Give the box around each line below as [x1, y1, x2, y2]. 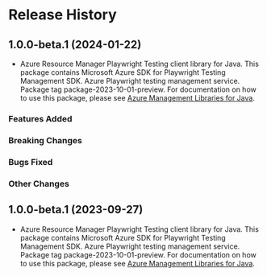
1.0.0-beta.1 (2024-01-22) [8, 38, 142, 51]
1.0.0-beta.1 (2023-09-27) [8, 203, 144, 216]
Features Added [8, 113, 73, 124]
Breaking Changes [8, 134, 83, 146]
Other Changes [8, 178, 70, 189]
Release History [8, 6, 117, 24]
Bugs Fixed [8, 156, 53, 167]
